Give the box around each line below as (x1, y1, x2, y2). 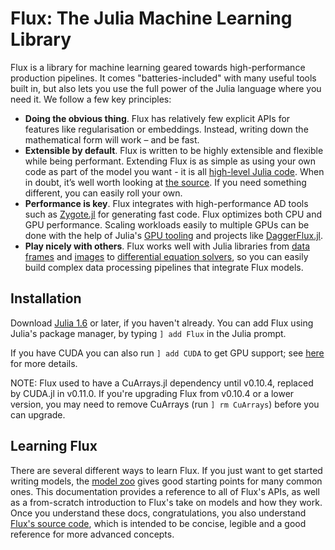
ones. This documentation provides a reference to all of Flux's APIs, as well (10, 485, 320, 497)
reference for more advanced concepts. (10, 528, 175, 540)
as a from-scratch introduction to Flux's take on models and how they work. (10, 496, 323, 508)
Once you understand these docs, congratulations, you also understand (10, 507, 307, 519)
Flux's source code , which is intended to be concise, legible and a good (10, 517, 307, 529)
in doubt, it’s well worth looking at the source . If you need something (24, 176, 307, 188)
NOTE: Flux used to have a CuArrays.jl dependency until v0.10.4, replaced (10, 377, 314, 389)
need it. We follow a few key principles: (10, 93, 172, 105)
